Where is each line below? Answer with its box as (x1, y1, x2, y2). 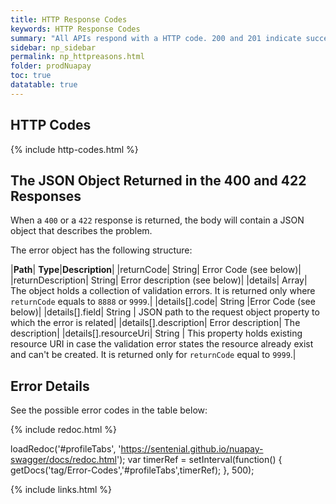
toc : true (10, 71, 52, 81)
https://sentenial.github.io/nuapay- (120, 443, 264, 455)
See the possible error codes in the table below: (10, 404, 208, 416)
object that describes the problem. (10, 225, 153, 237)
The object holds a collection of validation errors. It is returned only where (10, 285, 316, 297)
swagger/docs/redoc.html (10, 454, 117, 466)
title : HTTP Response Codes (10, 14, 128, 25)
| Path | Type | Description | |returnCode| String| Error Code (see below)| (10, 264, 302, 276)
